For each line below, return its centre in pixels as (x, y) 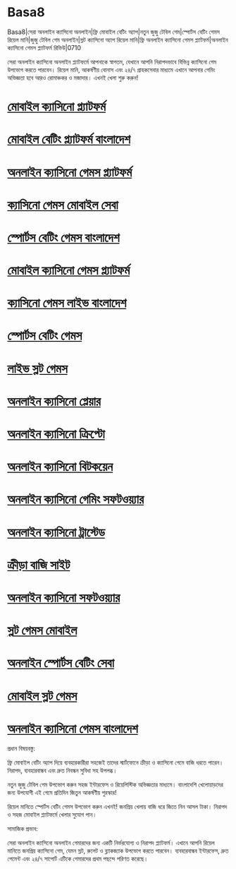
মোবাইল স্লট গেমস (42, 696)
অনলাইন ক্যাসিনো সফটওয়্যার (64, 598)
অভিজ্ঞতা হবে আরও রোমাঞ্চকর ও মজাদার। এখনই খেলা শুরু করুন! (73, 78)
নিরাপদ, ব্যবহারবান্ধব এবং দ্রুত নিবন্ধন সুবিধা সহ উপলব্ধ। (62, 771)
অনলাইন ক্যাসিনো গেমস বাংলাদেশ (73, 729)
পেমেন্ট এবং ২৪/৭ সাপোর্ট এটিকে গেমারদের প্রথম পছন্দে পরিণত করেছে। (78, 859)
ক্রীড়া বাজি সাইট (39, 565)
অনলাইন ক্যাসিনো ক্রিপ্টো (56, 434)
